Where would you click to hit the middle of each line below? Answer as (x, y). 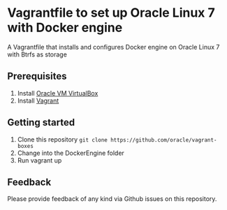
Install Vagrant (38, 100)
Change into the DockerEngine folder (71, 153)
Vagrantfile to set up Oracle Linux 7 (111, 13)
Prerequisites (37, 76)
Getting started (41, 122)
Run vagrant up (39, 160)
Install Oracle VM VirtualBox (58, 93)
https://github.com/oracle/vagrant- (164, 140)
